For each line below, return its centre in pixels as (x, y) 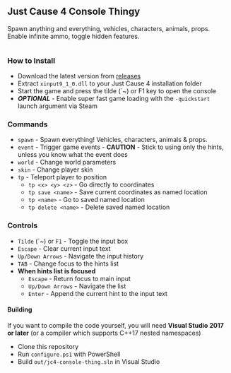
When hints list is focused (57, 271)
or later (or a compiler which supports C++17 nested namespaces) (104, 333)
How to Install (31, 61)
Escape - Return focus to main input (79, 278)
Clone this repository (48, 346)
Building (20, 309)
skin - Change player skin (55, 170)
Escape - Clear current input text (64, 248)
